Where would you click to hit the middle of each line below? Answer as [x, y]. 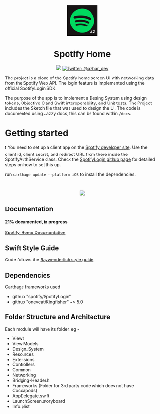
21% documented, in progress [36, 222]
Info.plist [21, 406]
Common [21, 370]
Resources [23, 354]
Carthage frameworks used [33, 287]
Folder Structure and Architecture [58, 317]
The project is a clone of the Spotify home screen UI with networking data [80, 78]
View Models [25, 343]
